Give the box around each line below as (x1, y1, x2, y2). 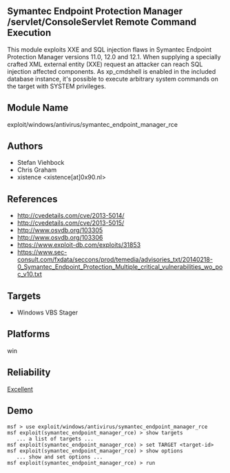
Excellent (7, 385, 33, 393)
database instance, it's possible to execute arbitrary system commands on (7, 74, 218, 83)
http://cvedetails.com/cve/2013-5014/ (17, 212, 125, 220)
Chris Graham (17, 165, 57, 174)
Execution (7, 27, 52, 39)
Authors (7, 141, 43, 152)
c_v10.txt (17, 270, 43, 279)
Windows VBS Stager (17, 308, 79, 316)
